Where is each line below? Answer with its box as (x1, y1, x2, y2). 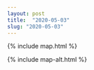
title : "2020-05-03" (7, 17, 70, 24)
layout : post (7, 10, 45, 17)
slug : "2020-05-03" (7, 23, 64, 30)
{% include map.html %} (7, 42, 78, 51)
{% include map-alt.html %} (7, 55, 88, 64)
